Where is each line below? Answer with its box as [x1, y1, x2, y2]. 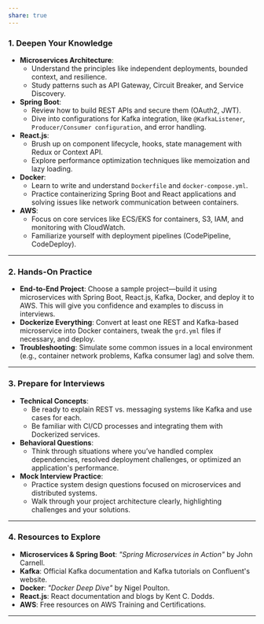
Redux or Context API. [31, 147, 104, 157]
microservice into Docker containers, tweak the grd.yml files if [19, 326, 222, 335]
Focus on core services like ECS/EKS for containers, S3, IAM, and [31, 214, 244, 223]
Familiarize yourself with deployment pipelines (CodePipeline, [31, 231, 232, 240]
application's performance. [31, 463, 119, 472]
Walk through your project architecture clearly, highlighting [31, 497, 222, 506]
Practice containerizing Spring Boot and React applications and [31, 189, 236, 198]
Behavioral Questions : [19, 438, 94, 447]
